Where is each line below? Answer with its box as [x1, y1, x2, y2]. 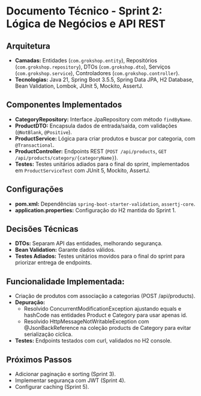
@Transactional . [14, 141, 55, 148]
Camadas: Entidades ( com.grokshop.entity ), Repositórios [14, 57, 158, 64]
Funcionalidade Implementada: [6, 276, 125, 287]
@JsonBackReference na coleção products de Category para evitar [23, 324, 191, 332]
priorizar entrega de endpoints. [14, 259, 92, 266]
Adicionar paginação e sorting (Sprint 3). [14, 371, 116, 378]
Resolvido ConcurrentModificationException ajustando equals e [23, 305, 182, 312]
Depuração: [14, 299, 46, 306]
